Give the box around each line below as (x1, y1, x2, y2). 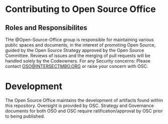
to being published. (5, 113, 45, 119)
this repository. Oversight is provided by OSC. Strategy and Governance (5, 102, 154, 108)
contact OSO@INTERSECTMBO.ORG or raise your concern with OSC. (5, 63, 148, 69)
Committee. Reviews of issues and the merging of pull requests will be (5, 52, 150, 58)
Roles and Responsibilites (5, 23, 88, 32)
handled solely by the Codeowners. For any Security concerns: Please (5, 58, 150, 63)
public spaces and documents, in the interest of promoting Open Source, (5, 42, 156, 48)
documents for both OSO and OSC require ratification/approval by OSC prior (5, 107, 163, 113)
